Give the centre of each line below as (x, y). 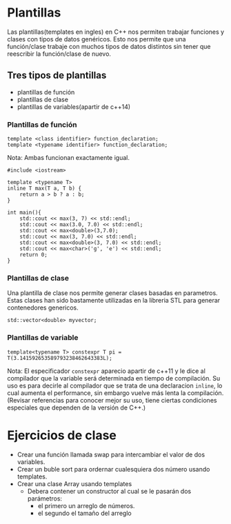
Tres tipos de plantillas (57, 75)
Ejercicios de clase (62, 435)
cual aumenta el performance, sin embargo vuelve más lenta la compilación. (115, 393)
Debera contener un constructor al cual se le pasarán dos (109, 491)
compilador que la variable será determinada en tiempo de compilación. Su (114, 378)
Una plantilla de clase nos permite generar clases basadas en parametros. (113, 293)
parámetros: (45, 498)
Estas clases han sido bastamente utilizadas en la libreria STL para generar (114, 301)
